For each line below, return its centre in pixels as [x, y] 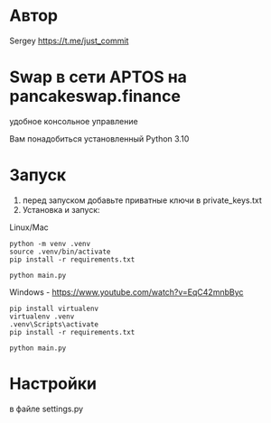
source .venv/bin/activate [60, 252]
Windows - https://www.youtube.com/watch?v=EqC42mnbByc [126, 292]
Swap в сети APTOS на [98, 77]
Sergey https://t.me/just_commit [69, 41]
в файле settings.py [47, 409]
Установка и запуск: [61, 209]
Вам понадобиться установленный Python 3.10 [99, 138]
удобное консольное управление [74, 121]
